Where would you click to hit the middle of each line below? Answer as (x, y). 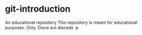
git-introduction (38, 9)
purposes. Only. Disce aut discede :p (42, 27)
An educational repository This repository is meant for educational (71, 22)
